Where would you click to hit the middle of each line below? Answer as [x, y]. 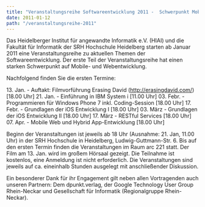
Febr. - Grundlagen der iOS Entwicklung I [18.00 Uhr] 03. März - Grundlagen [102, 110]
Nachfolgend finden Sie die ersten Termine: [61, 78]
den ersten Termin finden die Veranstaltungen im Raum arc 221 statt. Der [98, 147]
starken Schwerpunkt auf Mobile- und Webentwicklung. [77, 66]
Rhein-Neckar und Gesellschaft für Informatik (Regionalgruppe [85, 191]
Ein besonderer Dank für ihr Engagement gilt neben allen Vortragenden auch [103, 178]
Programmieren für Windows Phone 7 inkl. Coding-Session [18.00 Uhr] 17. [99, 103]
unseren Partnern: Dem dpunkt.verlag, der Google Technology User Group [100, 185]
